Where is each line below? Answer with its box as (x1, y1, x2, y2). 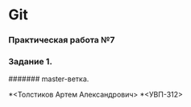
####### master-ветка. (8, 74, 89, 84)
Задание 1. (8, 56, 52, 68)
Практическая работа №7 (8, 35, 115, 46)
